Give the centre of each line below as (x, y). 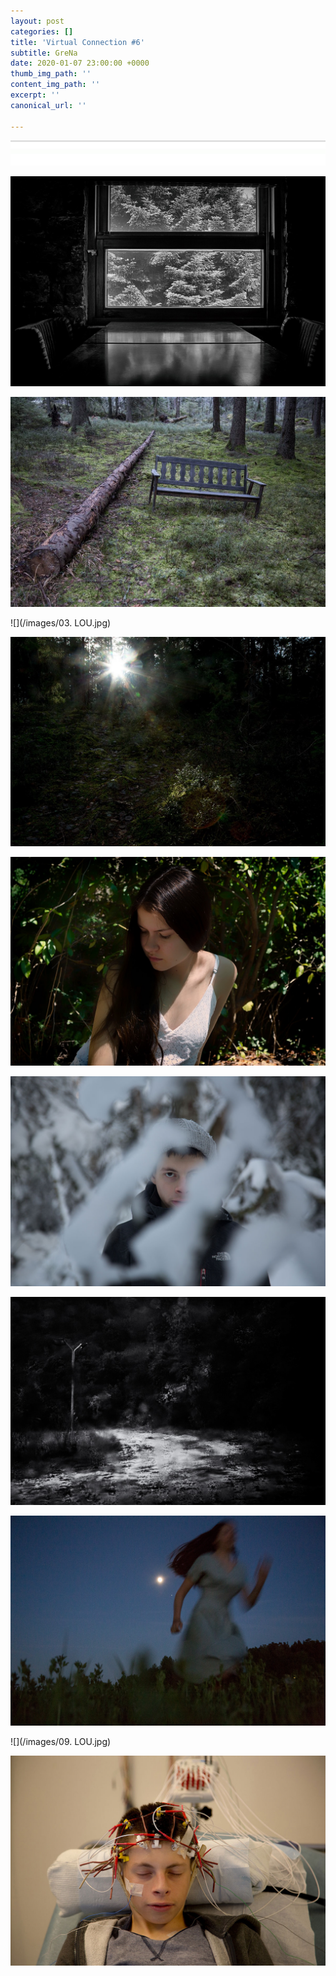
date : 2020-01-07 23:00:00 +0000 (80, 63)
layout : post (37, 21)
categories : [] (42, 31)
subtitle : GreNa (44, 53)
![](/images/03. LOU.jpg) (61, 622)
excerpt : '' (35, 95)
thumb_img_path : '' (51, 74)
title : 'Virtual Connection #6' (77, 42)
